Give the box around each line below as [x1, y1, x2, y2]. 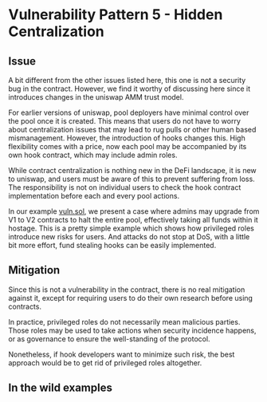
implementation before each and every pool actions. [8, 191, 180, 200]
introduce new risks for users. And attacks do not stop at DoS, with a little [8, 232, 250, 241]
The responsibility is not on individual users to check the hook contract [8, 183, 241, 192]
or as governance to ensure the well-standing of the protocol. [8, 333, 210, 344]
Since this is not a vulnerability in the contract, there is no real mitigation [8, 285, 245, 294]
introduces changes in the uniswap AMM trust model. [8, 93, 184, 101]
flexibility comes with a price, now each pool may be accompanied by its [8, 142, 247, 151]
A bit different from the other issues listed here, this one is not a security [8, 76, 246, 85]
